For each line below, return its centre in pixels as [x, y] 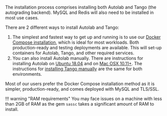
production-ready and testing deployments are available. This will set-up [87, 48]
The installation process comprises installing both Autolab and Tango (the [81, 7]
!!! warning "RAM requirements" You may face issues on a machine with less [83, 99]
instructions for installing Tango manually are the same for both [77, 69]
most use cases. [22, 18]
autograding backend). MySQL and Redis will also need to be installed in [80, 12]
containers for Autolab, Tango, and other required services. [73, 53]
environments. [27, 74]
